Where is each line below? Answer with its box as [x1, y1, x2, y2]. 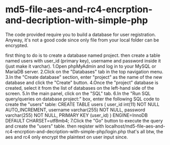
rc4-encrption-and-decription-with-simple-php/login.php [5, 128, 127, 134]
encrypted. [5, 42, 29, 48]
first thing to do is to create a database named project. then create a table [5, 52, 161, 58]
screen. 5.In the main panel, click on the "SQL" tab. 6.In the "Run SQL [5, 90, 151, 96]
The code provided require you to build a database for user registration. [5, 31, 156, 37]
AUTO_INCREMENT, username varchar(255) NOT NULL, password [5, 107, 145, 113]
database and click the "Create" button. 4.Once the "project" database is [5, 79, 159, 86]
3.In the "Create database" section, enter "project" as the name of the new [5, 74, 162, 80]
